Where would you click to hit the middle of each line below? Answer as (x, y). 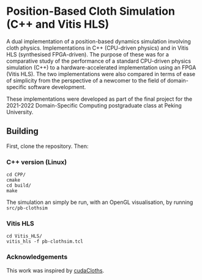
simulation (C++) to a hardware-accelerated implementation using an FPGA (101, 67)
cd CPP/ (16, 175)
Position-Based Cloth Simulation (91, 11)
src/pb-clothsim (27, 208)
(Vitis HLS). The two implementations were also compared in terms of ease (101, 74)
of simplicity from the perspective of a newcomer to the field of (86, 80)
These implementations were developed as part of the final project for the (99, 99)
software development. (57, 87)
